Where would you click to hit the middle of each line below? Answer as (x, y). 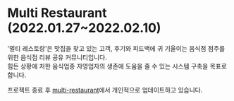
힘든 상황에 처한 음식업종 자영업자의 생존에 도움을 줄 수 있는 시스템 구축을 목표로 (117, 66)
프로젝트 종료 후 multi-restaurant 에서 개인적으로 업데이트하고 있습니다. (105, 90)
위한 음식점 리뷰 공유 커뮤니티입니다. (57, 57)
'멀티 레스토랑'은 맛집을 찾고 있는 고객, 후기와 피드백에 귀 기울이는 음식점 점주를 (116, 48)
